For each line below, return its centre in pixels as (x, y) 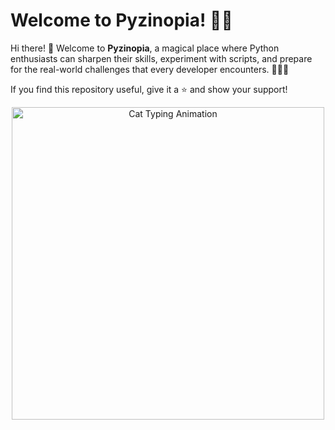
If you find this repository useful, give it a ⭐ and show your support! (149, 89)
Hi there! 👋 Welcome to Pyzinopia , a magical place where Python (145, 48)
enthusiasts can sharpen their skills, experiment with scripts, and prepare (161, 58)
